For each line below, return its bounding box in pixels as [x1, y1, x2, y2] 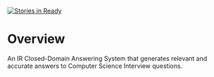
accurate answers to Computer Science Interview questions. [7, 62, 183, 70]
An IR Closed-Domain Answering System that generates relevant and [7, 54, 208, 62]
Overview [7, 31, 65, 47]
